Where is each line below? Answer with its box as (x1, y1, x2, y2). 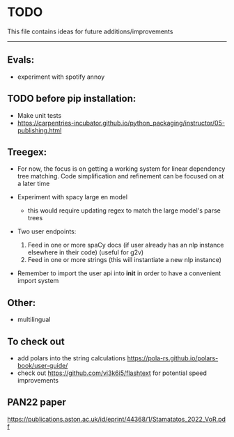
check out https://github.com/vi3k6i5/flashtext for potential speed (17, 369, 208, 377)
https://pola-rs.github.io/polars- (127, 354, 219, 362)
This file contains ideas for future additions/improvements (7, 27, 173, 36)
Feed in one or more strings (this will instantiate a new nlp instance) (27, 256, 221, 264)
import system (17, 277, 59, 285)
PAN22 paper (7, 397, 66, 408)
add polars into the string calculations (17, 354, 126, 362)
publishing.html (17, 126, 62, 135)
